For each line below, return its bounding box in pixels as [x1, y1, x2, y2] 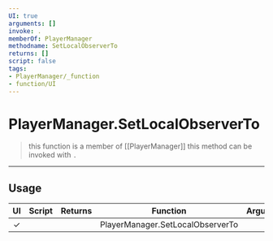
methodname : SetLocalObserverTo [8, 42, 118, 50]
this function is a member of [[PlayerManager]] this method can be [28, 141, 253, 151]
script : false [8, 58, 57, 66]
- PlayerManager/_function [8, 72, 100, 80]
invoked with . [28, 150, 77, 160]
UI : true [8, 11, 38, 20]
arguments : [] [8, 19, 57, 28]
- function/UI [8, 80, 57, 88]
